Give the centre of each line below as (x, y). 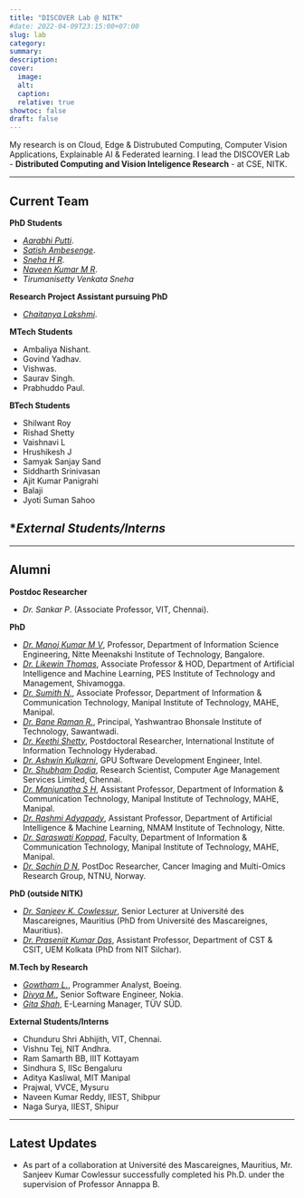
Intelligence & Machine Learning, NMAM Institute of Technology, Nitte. (153, 827)
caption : (34, 93)
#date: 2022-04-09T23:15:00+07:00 (75, 26)
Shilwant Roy (47, 423)
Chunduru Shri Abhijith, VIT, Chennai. (92, 1038)
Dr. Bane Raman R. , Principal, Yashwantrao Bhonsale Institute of (142, 721)
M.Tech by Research (49, 967)
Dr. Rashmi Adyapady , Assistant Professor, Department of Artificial (147, 818)
